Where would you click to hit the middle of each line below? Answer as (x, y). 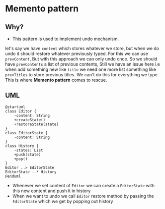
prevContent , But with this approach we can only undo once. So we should (81, 59)
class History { (22, 146)
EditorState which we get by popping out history (63, 201)
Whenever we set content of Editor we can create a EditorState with (83, 185)
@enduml (13, 176)
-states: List (29, 150)
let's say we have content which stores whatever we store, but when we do (82, 48)
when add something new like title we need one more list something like (81, 69)
